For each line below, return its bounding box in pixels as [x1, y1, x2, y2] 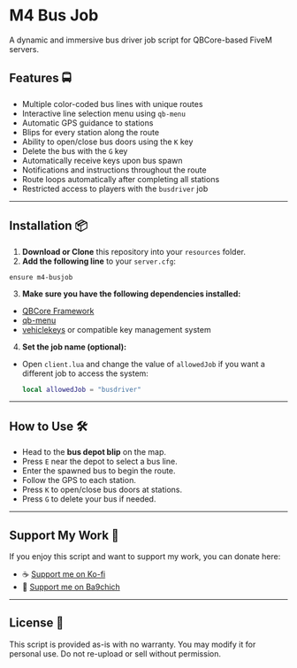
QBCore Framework [21, 305, 95, 316]
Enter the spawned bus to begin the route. [21, 465, 176, 476]
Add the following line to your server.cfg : [21, 256, 177, 266]
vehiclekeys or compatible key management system [21, 324, 211, 334]
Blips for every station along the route [21, 127, 160, 137]
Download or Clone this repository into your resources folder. [21, 246, 246, 257]
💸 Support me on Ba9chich [21, 581, 121, 593]
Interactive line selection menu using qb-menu [21, 108, 186, 119]
